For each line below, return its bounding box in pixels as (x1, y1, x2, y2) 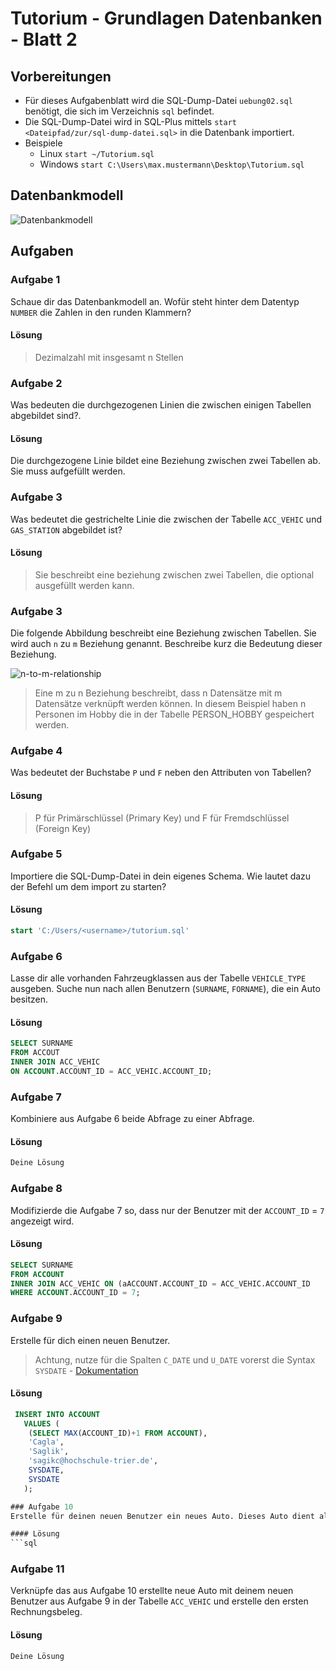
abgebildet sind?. (10, 410, 82, 421)
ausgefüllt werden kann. (34, 579, 135, 591)
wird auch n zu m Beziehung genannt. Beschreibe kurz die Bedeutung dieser (10, 638, 323, 649)
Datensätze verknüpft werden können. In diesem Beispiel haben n (34, 698, 307, 709)
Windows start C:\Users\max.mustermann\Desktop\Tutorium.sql (39, 158, 305, 170)
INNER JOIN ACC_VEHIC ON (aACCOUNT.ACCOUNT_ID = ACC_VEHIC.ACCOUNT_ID (10, 1278, 311, 1289)
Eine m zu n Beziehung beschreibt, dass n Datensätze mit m (34, 687, 283, 699)
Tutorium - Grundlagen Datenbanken (10, 7, 323, 30)
